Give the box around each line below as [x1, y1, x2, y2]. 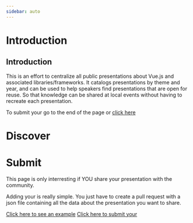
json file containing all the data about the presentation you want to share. [6, 199, 181, 206]
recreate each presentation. [6, 97, 73, 104]
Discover [6, 129, 51, 142]
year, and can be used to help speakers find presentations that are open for [6, 85, 188, 92]
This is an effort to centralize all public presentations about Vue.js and [6, 73, 174, 80]
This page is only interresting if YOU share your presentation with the [6, 175, 173, 182]
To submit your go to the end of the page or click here [6, 109, 136, 116]
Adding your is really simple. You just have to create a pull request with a [6, 193, 181, 200]
